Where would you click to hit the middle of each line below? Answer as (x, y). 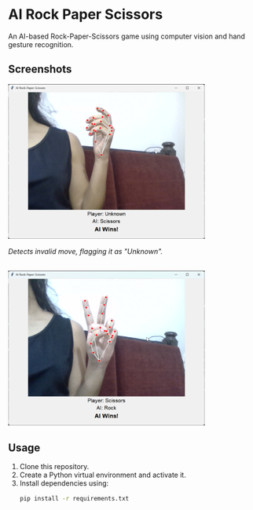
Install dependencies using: (64, 483)
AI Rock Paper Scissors (86, 15)
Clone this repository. (54, 467)
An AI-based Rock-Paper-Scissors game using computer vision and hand (127, 36)
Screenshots (40, 70)
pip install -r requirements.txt (74, 499)
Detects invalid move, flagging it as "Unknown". (86, 251)
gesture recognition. (41, 44)
